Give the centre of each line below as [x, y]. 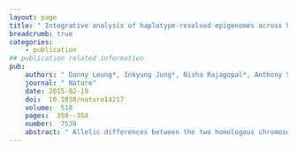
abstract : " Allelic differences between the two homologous [140, 132]
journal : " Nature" [61, 83]
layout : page [33, 17]
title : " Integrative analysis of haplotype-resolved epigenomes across [146, 26]
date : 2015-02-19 [57, 91]
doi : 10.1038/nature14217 [75, 99]
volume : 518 [49, 108]
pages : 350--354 [57, 116]
